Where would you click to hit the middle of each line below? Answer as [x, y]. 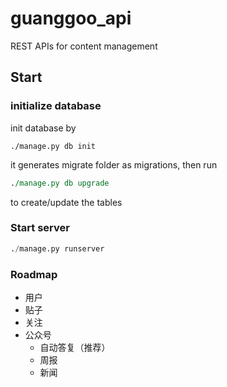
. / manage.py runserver [57, 248]
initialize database [56, 106]
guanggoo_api [71, 18]
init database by [43, 128]
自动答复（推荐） [75, 347]
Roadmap [34, 274]
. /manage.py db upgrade [60, 183]
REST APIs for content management [84, 46]
